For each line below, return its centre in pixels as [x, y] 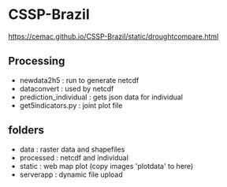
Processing [37, 61]
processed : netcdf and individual [74, 157]
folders [26, 131]
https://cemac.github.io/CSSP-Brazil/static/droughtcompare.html [113, 36]
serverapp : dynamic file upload [71, 174]
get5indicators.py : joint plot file [71, 105]
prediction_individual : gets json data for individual [101, 97]
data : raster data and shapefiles [72, 149]
